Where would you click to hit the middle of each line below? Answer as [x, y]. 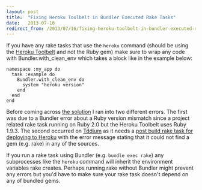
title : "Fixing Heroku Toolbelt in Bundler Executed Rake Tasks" [91, 17]
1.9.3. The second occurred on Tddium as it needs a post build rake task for [100, 131]
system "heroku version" [53, 85]
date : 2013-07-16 [31, 23]
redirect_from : [25, 28]
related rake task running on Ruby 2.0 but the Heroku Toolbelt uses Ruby [96, 125]
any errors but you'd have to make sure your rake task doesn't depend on [97, 174]
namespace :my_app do [33, 70]
